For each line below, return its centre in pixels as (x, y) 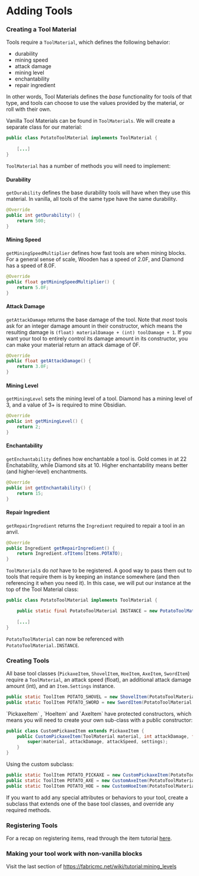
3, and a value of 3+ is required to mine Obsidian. (66, 405)
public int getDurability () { (44, 215)
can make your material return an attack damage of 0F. (73, 344)
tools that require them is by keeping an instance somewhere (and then (93, 577)
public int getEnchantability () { (49, 488)
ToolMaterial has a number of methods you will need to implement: (88, 166)
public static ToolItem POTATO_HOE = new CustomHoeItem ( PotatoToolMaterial (102, 786)
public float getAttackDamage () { (49, 361)
